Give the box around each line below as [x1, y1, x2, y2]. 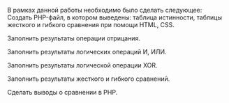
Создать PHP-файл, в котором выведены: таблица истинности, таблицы [7, 13, 222, 22]
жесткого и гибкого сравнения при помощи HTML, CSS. [7, 21, 175, 29]
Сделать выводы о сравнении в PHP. [7, 88, 118, 96]
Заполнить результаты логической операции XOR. [7, 61, 158, 69]
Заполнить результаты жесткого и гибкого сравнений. [7, 74, 170, 83]
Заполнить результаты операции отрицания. [7, 34, 141, 42]
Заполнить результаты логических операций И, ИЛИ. [7, 48, 167, 56]
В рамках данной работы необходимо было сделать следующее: [7, 6, 202, 14]
